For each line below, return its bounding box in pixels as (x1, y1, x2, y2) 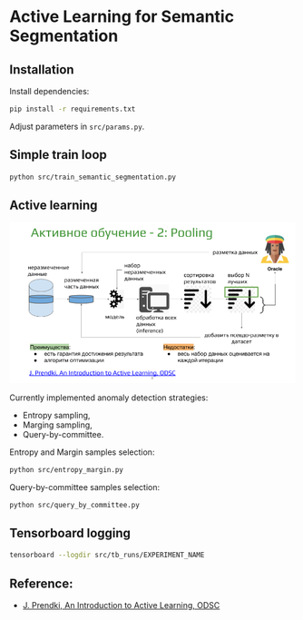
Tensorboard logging (9, 526, 132, 541)
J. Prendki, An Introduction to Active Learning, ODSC (22, 600, 220, 611)
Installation (9, 62, 74, 77)
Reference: (9, 576, 73, 591)
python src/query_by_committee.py (9, 500, 141, 509)
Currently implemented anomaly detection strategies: (9, 392, 209, 403)
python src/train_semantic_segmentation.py (9, 172, 177, 182)
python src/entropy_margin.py (9, 465, 124, 474)
